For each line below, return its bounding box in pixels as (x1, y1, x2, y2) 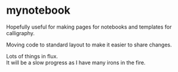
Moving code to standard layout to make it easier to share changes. (6, 41, 172, 48)
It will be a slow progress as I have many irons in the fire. (6, 59, 146, 66)
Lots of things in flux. (6, 52, 59, 60)
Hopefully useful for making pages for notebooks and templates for (6, 23, 172, 30)
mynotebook (6, 4, 70, 17)
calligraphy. (6, 29, 35, 36)
